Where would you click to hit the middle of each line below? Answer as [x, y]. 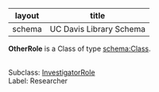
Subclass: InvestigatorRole [52, 72]
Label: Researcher [38, 81]
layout [27, 15]
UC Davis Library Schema [97, 29]
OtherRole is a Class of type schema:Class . [79, 48]
